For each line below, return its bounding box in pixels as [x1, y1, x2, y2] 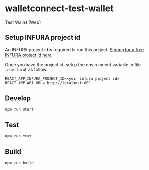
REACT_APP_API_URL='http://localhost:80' [5, 80, 91, 85]
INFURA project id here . [5, 52, 53, 58]
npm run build [5, 160, 34, 165]
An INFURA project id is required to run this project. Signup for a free [5, 46, 144, 52]
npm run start [5, 107, 34, 112]
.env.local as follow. [5, 67, 48, 72]
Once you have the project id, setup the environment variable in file [5, 61, 141, 67]
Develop [5, 94, 31, 102]
